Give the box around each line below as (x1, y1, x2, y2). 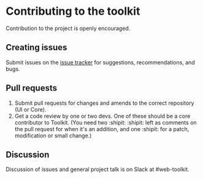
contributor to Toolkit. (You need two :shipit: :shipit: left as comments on (14, 118, 197, 126)
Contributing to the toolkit (6, 4, 140, 18)
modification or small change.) (14, 132, 92, 139)
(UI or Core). (14, 105, 47, 113)
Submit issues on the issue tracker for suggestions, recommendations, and (6, 58, 195, 66)
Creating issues (6, 42, 67, 53)
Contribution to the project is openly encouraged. (6, 25, 131, 32)
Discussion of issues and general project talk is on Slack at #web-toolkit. (6, 166, 190, 173)
